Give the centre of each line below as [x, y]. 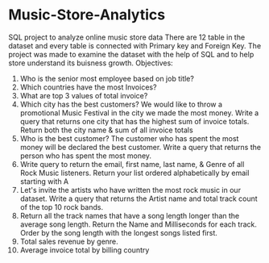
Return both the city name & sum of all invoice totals [106, 130]
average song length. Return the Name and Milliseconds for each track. [139, 224]
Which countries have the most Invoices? [88, 87]
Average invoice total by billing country [85, 250]
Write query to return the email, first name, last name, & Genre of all [132, 164]
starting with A [44, 181]
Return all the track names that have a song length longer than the [130, 215]
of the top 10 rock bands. [61, 207]
